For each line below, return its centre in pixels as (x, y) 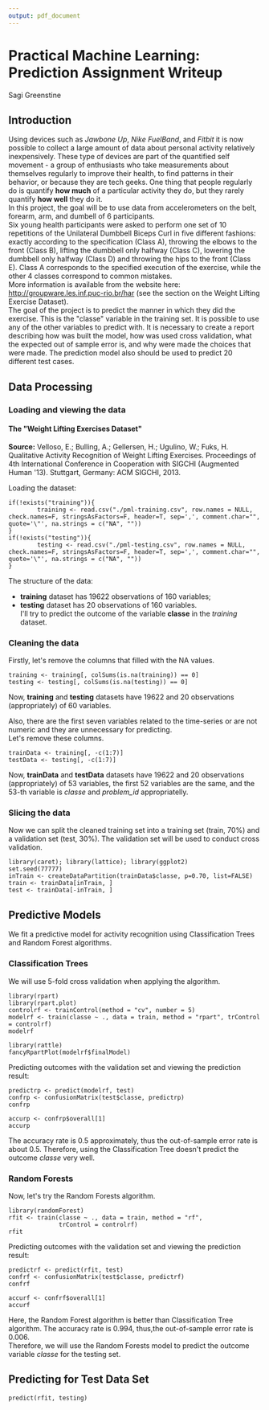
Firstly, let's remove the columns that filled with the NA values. (112, 661)
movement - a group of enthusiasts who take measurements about (118, 165)
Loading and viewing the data (67, 409)
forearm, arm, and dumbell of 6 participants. (82, 216)
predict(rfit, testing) (48, 1398)
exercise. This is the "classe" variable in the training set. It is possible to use (134, 319)
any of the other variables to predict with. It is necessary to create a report (131, 327)
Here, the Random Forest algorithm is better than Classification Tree (121, 1320)
